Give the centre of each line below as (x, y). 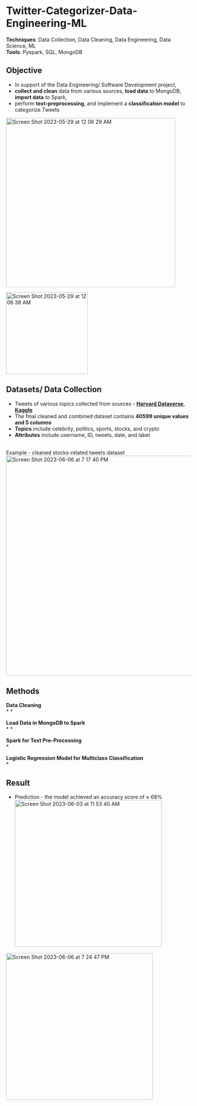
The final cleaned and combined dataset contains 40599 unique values (101, 416)
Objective (24, 71)
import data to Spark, (41, 97)
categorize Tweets (37, 109)
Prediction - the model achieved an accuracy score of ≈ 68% (88, 797)
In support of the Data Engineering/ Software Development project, (96, 85)
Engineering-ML (46, 23)
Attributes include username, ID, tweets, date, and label (82, 435)
